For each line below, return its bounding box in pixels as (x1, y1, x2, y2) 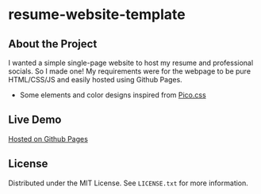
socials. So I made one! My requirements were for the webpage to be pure (8, 67, 251, 76)
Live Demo (8, 113, 62, 127)
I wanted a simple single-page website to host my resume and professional (8, 58, 254, 67)
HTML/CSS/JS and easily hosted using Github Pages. (8, 75, 182, 84)
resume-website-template (8, 6, 186, 24)
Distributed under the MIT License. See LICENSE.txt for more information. (8, 178, 248, 188)
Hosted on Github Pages (8, 134, 89, 143)
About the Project (8, 37, 98, 51)
